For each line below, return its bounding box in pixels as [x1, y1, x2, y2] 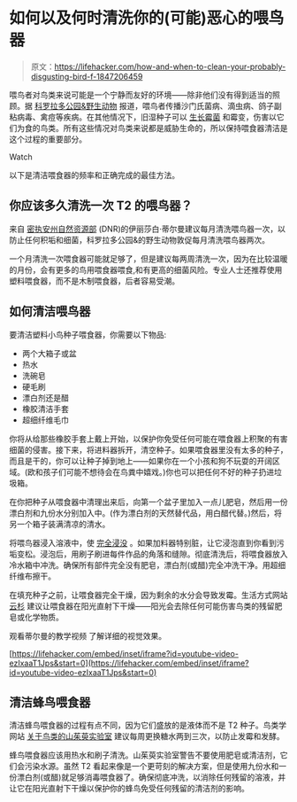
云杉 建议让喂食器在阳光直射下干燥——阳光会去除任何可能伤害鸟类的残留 [9, 600, 275, 611]
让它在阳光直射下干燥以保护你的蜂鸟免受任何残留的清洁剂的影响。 [9, 783, 249, 794]
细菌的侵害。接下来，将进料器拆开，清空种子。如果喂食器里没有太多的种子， [9, 444, 288, 455]
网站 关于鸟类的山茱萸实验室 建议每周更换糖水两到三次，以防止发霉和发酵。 [9, 731, 285, 742]
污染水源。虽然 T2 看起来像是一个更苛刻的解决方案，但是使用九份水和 [24, 761, 279, 772]
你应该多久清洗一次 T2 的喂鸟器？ [9, 199, 193, 214]
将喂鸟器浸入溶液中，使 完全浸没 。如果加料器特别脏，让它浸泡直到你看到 [9, 537, 277, 548]
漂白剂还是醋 [21, 392, 69, 403]
